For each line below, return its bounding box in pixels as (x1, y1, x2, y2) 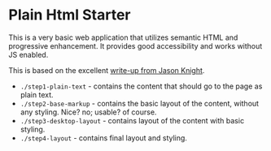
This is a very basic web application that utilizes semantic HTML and (8, 32, 238, 42)
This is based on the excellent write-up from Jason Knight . (8, 65, 205, 75)
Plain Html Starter (8, 6, 131, 24)
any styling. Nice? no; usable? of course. (20, 107, 157, 117)
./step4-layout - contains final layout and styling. (20, 132, 187, 143)
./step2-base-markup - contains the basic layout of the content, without (20, 98, 259, 108)
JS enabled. (8, 50, 49, 59)
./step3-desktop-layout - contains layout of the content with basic (20, 115, 245, 125)
